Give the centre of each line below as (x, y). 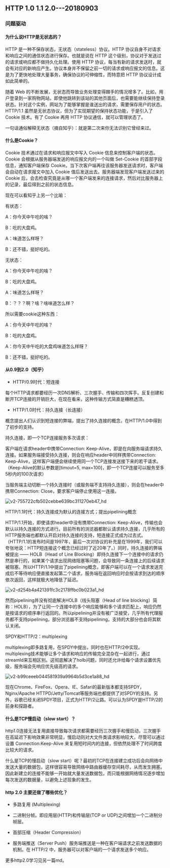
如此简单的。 (18, 81)
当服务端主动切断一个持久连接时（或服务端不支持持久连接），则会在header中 (85, 485)
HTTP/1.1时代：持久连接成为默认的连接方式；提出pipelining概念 (71, 511)
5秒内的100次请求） (26, 474)
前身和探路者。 (21, 706)
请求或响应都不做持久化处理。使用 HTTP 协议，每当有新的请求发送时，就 (86, 62)
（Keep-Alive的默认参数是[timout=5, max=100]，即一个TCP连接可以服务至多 (85, 467)
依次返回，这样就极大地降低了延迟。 (43, 580)
